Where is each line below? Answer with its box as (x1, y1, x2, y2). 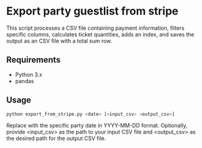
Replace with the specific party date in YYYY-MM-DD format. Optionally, (6, 122, 188, 129)
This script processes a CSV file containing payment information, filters (6, 24, 185, 32)
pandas (15, 77, 35, 84)
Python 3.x (15, 71, 42, 78)
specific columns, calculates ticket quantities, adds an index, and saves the (6, 30, 195, 38)
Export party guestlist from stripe (6, 4, 179, 18)
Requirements (6, 55, 61, 65)
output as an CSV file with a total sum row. (6, 37, 112, 44)
